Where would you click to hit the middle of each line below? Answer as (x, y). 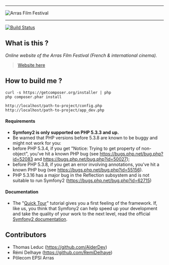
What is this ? (27, 43)
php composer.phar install (33, 97)
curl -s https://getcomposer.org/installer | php (58, 93)
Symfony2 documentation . (40, 219)
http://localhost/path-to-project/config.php (54, 106)
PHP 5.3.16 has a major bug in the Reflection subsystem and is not (81, 175)
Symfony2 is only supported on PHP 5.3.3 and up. (66, 132)
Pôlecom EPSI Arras (33, 257)
